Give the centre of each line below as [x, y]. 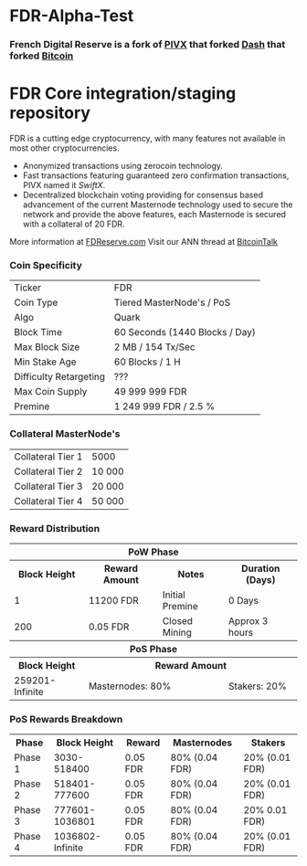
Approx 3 [248, 620]
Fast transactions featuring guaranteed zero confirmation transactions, [156, 175]
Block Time [38, 333]
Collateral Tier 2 [48, 471]
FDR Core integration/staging [123, 94]
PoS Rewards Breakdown [66, 719]
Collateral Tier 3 [48, 486]
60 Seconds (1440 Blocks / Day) [185, 333]
